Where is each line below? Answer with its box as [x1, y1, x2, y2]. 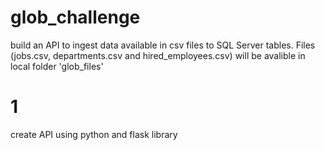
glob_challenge [10, 6, 141, 29]
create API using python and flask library [10, 128, 178, 140]
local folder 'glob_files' [10, 60, 104, 72]
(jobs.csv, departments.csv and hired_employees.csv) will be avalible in [10, 49, 306, 61]
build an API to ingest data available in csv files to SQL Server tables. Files [10, 39, 316, 51]
